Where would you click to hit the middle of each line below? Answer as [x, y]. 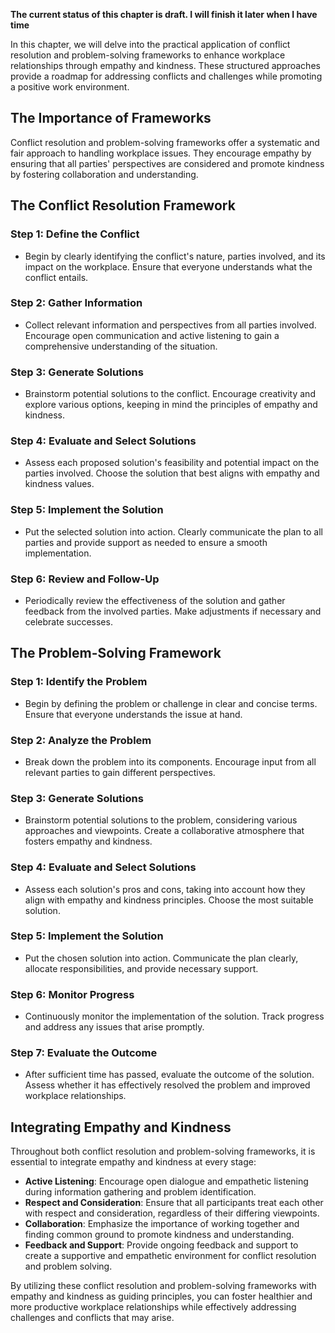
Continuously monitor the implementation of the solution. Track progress [174, 1016]
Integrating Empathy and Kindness [121, 1127]
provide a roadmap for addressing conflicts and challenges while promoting [166, 76]
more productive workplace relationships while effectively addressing [153, 1307]
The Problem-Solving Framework [116, 653]
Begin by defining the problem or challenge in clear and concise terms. [171, 703]
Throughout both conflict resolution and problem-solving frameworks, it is [163, 1151]
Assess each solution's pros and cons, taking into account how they [165, 889]
